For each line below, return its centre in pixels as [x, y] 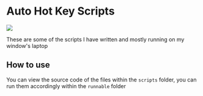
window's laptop [27, 46]
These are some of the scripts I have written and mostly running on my [95, 39]
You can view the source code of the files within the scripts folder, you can [102, 80]
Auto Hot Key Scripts [61, 11]
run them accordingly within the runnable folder [66, 86]
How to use [28, 65]
